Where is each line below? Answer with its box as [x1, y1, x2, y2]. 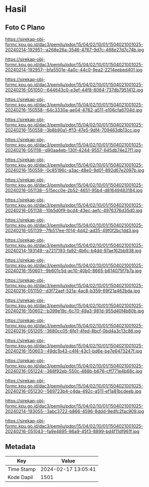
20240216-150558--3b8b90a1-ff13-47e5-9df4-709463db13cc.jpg [5, 127, 140, 133]
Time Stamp [7, 466, 36, 473]
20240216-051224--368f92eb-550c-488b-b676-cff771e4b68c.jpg [5, 368, 143, 374]
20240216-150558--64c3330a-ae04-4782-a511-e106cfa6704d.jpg [5, 107, 143, 113]
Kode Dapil [7, 474, 33, 481]
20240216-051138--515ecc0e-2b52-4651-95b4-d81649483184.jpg [5, 187, 143, 193]
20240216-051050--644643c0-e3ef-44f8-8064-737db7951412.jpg [5, 87, 144, 92]
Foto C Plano [5, 23, 45, 32]
